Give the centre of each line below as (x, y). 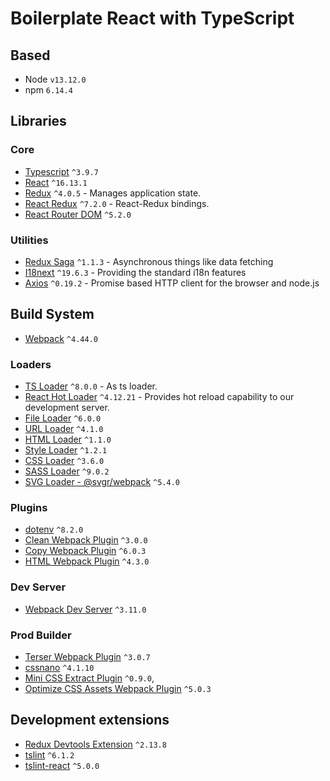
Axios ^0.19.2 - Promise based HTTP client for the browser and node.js (172, 283)
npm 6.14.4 (48, 90)
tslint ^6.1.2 (49, 754)
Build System (52, 314)
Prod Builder (41, 635)
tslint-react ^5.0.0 (62, 765)
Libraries (38, 121)
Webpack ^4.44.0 (61, 338)
